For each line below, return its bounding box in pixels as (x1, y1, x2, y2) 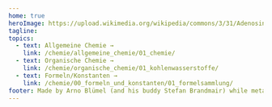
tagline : (8, 27, 38, 35)
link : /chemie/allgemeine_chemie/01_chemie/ (23, 49, 176, 57)
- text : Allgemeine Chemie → (15, 42, 114, 50)
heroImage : (8, 19, 45, 27)
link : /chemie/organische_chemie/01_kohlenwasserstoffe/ (23, 64, 219, 72)
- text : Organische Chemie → (15, 57, 114, 65)
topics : (8, 34, 35, 43)
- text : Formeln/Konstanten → (15, 72, 117, 80)
